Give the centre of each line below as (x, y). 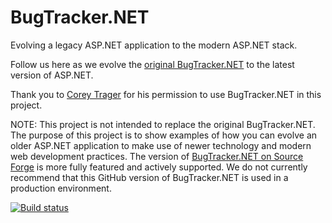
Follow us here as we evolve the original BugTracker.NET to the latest (152, 64)
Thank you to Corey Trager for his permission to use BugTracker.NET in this (166, 94)
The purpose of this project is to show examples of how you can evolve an (164, 135)
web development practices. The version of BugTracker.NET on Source (157, 156)
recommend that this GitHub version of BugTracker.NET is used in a (149, 177)
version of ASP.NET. (52, 75)
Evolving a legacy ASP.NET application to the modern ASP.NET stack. (154, 45)
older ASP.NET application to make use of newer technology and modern (161, 145)
